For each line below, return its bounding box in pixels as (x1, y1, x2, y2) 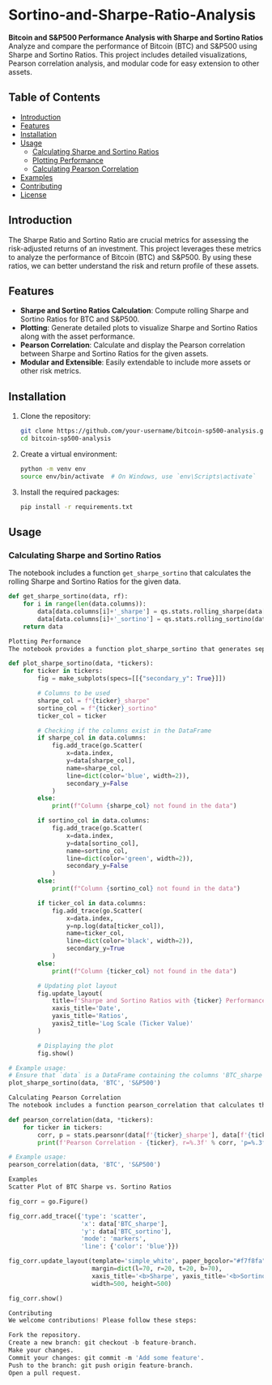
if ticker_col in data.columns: (37, 899, 147, 907)
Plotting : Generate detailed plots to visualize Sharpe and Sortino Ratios (19, 323, 258, 333)
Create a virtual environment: (19, 449, 117, 459)
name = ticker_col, (66, 930, 125, 938)
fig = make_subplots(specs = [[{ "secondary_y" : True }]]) (37, 675, 227, 683)
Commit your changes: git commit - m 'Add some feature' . (8, 1353, 205, 1361)
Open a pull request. (8, 1369, 82, 1377)
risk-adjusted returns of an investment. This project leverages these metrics (8, 244, 261, 253)
